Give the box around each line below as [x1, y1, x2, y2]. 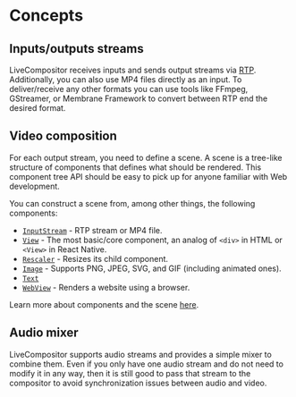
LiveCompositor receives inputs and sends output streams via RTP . [9, 64, 257, 75]
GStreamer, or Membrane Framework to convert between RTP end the [9, 93, 268, 104]
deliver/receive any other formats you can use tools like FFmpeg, [9, 84, 249, 94]
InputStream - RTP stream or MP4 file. [21, 224, 163, 235]
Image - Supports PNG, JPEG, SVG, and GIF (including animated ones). [21, 263, 282, 274]
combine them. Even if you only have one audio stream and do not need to [9, 359, 284, 369]
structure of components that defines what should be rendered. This [9, 162, 262, 173]
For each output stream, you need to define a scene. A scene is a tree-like [9, 152, 283, 163]
